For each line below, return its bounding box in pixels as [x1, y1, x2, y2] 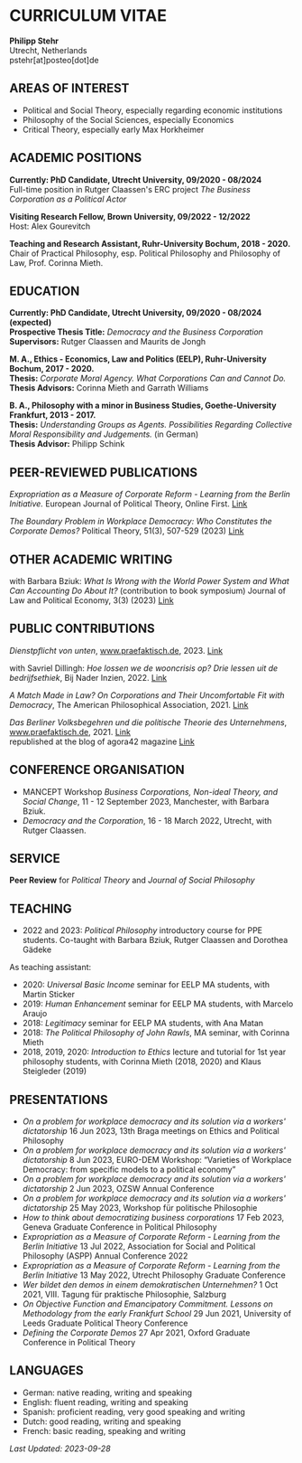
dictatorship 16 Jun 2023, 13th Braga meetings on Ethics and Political [22, 1126, 279, 1137]
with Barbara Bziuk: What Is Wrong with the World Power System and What [9, 576, 290, 586]
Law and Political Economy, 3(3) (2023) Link [9, 595, 174, 606]
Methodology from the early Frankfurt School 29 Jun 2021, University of [22, 1308, 291, 1319]
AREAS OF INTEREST [9, 80, 130, 96]
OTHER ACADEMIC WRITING [9, 552, 173, 567]
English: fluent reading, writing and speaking [22, 1396, 188, 1407]
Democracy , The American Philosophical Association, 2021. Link [9, 699, 249, 710]
